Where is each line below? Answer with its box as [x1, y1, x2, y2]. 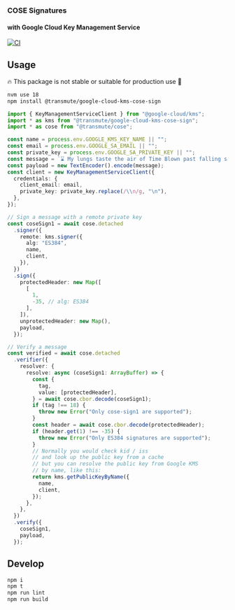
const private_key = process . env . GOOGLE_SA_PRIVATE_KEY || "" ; [7, 149, 196, 156]
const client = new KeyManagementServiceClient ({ [7, 169, 155, 176]
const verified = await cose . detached [7, 350, 120, 357]
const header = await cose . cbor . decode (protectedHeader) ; [32, 422, 205, 429]
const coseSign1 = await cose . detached [7, 220, 124, 227]
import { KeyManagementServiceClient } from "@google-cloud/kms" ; [7, 111, 205, 118]
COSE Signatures [7, 6, 67, 15]
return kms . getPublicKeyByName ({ [32, 474, 130, 481]
